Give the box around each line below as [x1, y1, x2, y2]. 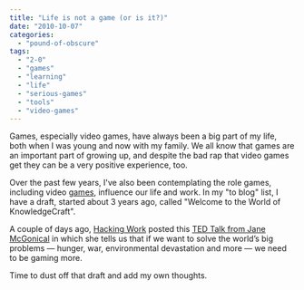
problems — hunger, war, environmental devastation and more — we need [9, 243, 288, 254]
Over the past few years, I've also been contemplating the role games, [9, 178, 272, 188]
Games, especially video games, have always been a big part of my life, [9, 130, 278, 141]
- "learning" [17, 72, 67, 82]
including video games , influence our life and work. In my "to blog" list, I [9, 187, 279, 198]
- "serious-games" [17, 89, 88, 98]
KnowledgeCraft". [9, 206, 76, 217]
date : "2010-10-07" [9, 22, 83, 31]
